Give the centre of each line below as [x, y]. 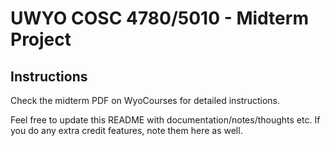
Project [41, 39]
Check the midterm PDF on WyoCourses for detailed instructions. [145, 100]
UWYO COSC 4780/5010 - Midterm [159, 18]
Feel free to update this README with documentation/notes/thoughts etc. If [165, 120]
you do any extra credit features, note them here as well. [126, 130]
